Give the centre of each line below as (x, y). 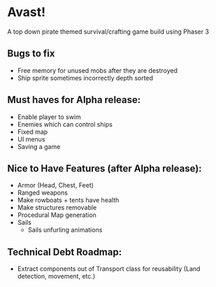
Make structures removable (57, 208)
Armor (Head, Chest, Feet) (56, 185)
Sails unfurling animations (65, 230)
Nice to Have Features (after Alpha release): (105, 168)
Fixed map (33, 132)
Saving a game (39, 146)
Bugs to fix (31, 54)
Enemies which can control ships (65, 124)
